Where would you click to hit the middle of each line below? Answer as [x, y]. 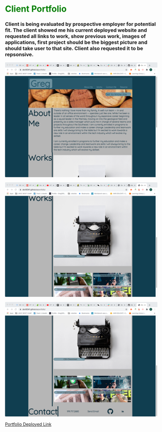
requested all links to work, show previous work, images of [75, 36]
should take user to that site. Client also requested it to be [74, 49]
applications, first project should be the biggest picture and [76, 42]
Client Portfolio [36, 9]
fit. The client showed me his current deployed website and [76, 30]
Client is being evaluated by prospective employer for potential [81, 24]
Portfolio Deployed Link [28, 424]
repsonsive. [19, 54]
